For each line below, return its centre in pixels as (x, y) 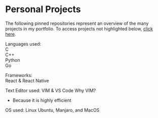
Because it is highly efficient (42, 100)
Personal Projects (43, 9)
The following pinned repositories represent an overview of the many (77, 23)
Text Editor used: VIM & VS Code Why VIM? (50, 90)
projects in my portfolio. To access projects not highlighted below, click (79, 28)
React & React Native (27, 81)
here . (11, 34)
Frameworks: (19, 75)
